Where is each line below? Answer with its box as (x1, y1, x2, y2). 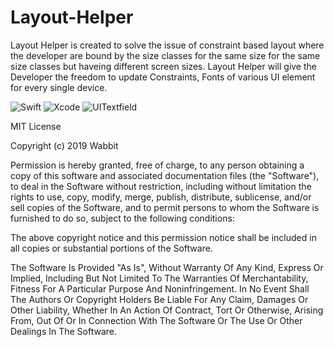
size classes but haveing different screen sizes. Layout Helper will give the (10, 60, 317, 72)
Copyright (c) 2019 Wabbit (10, 139, 119, 151)
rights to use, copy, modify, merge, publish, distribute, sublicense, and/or (10, 191, 312, 203)
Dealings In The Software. (10, 325, 118, 337)
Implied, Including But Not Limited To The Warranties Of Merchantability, (10, 272, 309, 284)
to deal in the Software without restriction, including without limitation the (10, 180, 312, 192)
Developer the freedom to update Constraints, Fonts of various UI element (10, 71, 316, 83)
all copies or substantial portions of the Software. (10, 242, 213, 254)
